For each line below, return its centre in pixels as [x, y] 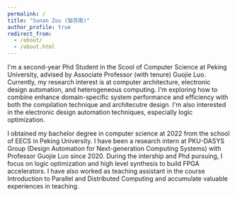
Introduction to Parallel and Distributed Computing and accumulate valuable [118, 179]
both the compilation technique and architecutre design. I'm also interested [117, 105]
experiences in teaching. [43, 186]
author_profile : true [39, 27]
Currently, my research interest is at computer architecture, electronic [109, 82]
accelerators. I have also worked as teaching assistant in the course [106, 171]
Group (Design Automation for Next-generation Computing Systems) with [114, 148]
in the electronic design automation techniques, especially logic [100, 112]
